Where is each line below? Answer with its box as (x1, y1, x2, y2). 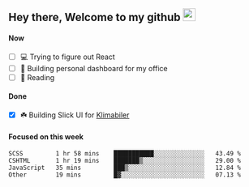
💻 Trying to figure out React (19, 52, 115, 62)
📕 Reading (19, 72, 55, 82)
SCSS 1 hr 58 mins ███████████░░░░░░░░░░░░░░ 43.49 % (8, 150, 242, 158)
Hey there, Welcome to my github (8, 11, 181, 24)
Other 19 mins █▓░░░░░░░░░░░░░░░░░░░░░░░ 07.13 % (8, 171, 242, 179)
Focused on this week (8, 131, 84, 142)
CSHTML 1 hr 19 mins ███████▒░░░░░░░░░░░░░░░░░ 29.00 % (8, 157, 242, 165)
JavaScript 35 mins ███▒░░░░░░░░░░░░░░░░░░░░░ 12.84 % (8, 164, 242, 172)
